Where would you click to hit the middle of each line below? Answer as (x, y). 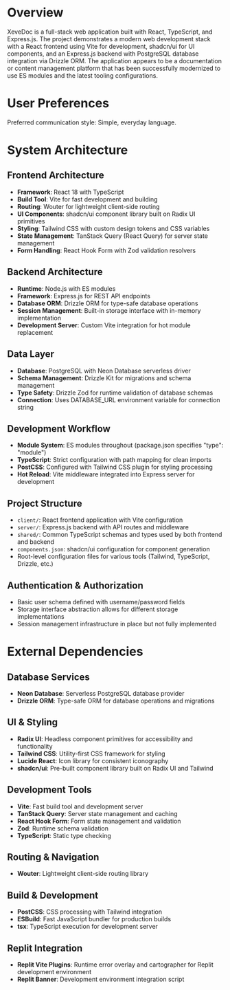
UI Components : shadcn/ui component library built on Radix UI (106, 214)
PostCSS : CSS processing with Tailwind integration (90, 912)
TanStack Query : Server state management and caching (97, 813)
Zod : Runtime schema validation (62, 828)
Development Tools (49, 790)
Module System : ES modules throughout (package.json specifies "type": (120, 445)
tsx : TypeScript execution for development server (87, 927)
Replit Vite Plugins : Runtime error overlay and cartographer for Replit (115, 965)
